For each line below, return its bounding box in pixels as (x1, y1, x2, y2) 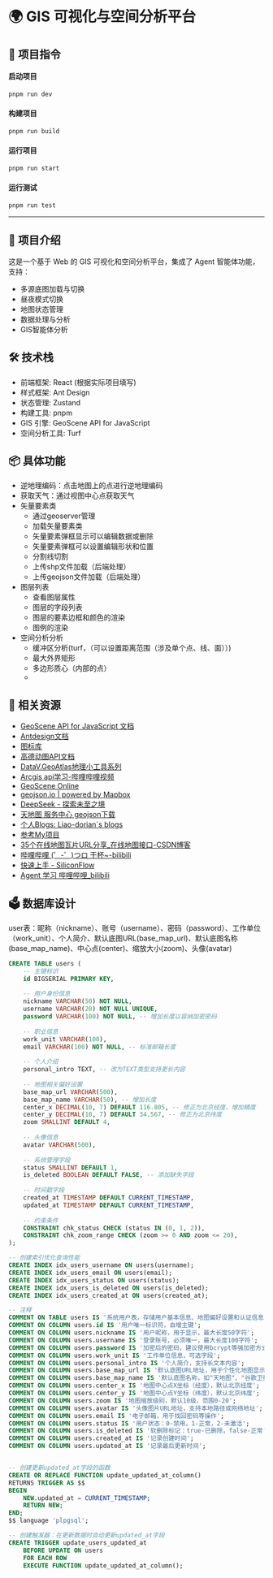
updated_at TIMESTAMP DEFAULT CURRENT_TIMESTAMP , (23, 1201, 195, 1209)
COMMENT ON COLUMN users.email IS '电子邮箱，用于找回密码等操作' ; (8, 1412, 225, 1420)
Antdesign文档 (19, 732, 69, 741)
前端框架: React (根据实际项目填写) (19, 377, 136, 387)
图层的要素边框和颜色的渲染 (32, 612, 126, 622)
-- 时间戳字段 (23, 1187, 65, 1195)
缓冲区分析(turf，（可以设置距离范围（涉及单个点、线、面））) (32, 643, 232, 653)
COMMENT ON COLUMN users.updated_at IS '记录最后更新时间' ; (8, 1442, 206, 1450)
